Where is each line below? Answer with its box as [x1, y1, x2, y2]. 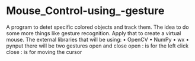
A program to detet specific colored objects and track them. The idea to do [6, 23, 189, 30]
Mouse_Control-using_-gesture [6, 4, 165, 18]
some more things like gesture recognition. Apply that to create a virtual [6, 29, 181, 36]
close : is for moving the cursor [6, 48, 82, 55]
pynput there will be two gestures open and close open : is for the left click [6, 42, 188, 49]
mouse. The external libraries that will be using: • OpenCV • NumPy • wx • [6, 36, 190, 43]
